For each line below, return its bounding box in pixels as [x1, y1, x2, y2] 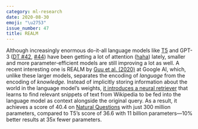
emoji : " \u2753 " [6, 20, 46, 25]
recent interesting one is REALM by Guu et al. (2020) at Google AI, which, [6, 66, 186, 73]
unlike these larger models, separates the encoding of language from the [6, 72, 186, 79]
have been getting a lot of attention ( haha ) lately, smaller [47, 53, 186, 60]
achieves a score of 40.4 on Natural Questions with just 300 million [6, 104, 171, 111]
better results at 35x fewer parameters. [6, 116, 102, 123]
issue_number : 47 [6, 25, 49, 31]
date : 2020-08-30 [6, 14, 49, 20]
